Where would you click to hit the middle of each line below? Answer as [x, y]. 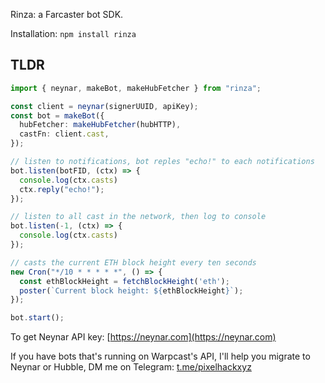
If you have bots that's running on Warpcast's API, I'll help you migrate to [160, 356]
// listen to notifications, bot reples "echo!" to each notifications [162, 162]
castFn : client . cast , [64, 134]
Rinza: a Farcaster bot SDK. [67, 14]
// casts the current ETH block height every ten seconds [133, 262]
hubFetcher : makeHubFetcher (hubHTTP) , [100, 125]
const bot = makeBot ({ [57, 115]
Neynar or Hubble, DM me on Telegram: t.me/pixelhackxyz [131, 367]
